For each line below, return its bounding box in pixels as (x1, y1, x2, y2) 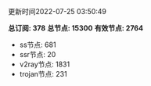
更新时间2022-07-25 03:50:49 (8, 7, 107, 16)
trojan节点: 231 (19, 70, 68, 78)
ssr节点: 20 (19, 50, 56, 59)
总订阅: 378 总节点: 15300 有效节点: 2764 (8, 23, 143, 33)
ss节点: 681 (19, 40, 56, 49)
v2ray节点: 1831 (19, 59, 70, 69)
